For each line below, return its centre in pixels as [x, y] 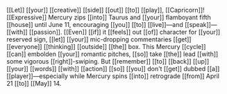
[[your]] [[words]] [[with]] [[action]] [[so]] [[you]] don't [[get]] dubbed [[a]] [113, 69]
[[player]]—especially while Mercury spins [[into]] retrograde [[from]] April [113, 76]
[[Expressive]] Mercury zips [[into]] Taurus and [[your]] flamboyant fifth [109, 17]
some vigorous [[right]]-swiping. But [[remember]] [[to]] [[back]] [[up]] [108, 61]
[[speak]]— [201, 25]
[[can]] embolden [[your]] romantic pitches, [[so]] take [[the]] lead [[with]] [112, 54]
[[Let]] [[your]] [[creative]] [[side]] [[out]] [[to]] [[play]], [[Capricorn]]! [106, 10]
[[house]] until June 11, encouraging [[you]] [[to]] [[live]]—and [95, 25]
